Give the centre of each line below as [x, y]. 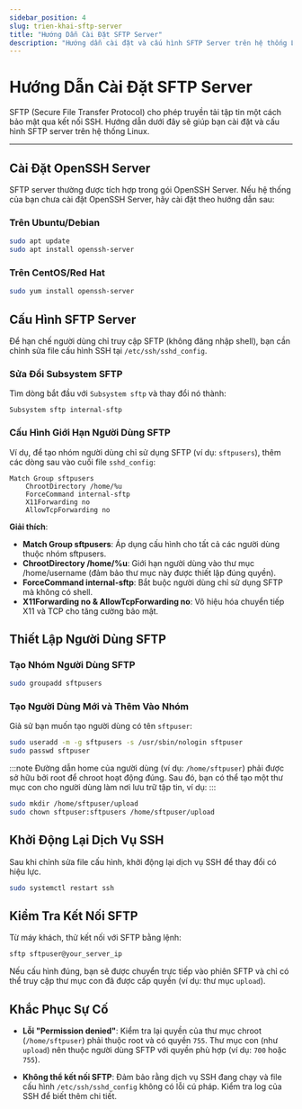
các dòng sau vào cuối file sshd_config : [83, 462]
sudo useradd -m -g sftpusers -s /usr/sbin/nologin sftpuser [126, 743]
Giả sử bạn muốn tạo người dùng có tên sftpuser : [101, 726]
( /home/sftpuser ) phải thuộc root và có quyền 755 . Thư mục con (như [150, 1041]
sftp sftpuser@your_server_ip [66, 954]
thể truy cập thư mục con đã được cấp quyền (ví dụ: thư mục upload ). [138, 981]
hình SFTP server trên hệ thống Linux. [80, 131]
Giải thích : [29, 527]
